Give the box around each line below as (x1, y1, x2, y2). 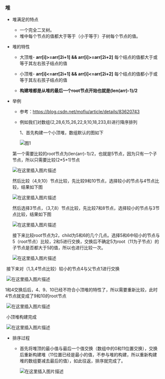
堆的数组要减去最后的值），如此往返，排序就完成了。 (19, 358, 126, 364)
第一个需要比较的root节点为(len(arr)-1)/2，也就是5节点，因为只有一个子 (12, 151, 158, 157)
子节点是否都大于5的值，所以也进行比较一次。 (12, 245, 106, 251)
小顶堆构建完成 (6, 314, 37, 320)
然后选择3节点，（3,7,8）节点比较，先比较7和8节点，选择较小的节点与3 (12, 205, 156, 211)
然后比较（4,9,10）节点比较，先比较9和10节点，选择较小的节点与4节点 (12, 178, 155, 184)
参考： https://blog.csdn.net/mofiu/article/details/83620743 (19, 109, 140, 115)
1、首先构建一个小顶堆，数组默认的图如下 (19, 130, 104, 136)
